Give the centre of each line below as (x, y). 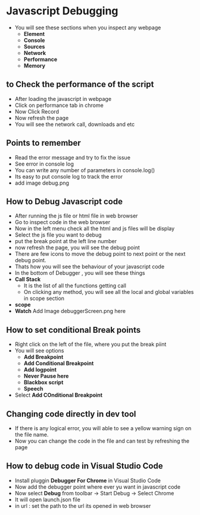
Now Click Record (37, 111)
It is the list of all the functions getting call (75, 286)
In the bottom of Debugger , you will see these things (80, 273)
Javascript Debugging (62, 11)
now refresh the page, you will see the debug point (77, 248)
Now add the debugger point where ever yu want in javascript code (97, 487)
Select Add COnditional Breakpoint (59, 395)
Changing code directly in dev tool (71, 414)
